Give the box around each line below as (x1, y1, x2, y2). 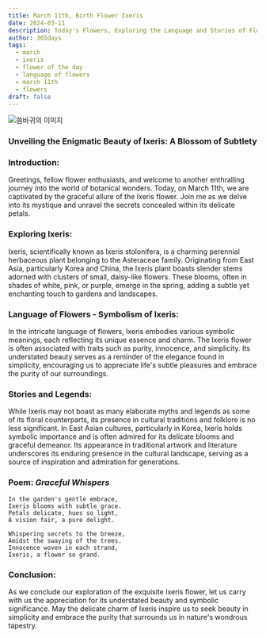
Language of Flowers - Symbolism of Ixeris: (8, 309, 180, 320)
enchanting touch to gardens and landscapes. (8, 289, 158, 298)
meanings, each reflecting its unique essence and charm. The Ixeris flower (8, 335, 252, 345)
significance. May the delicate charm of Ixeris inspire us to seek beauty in (8, 604, 249, 613)
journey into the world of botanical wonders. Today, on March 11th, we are (8, 183, 249, 193)
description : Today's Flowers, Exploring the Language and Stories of (8, 26, 246, 34)
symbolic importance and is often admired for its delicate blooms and (8, 432, 234, 441)
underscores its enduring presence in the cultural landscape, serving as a (8, 449, 249, 459)
